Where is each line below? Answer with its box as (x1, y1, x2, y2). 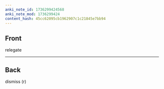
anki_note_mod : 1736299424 (5, 12, 60, 17)
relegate (5, 47, 22, 53)
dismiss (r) (5, 79, 27, 84)
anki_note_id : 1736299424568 (5, 7, 64, 12)
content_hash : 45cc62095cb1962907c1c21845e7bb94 (5, 16, 106, 21)
